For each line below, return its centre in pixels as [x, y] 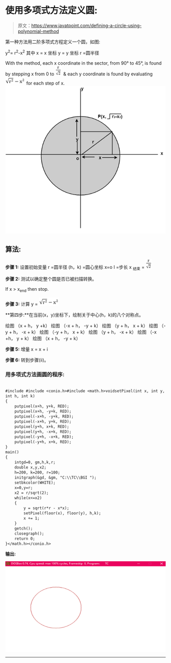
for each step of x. [46, 83]
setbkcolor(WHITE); [35, 483]
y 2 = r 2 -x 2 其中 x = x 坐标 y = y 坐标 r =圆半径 [52, 52]
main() [12, 452]
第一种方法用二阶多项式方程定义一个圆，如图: [53, 42]
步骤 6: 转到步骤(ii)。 [27, 360]
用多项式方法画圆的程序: [35, 374]
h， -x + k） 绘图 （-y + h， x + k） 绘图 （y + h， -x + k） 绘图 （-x [85, 332]
